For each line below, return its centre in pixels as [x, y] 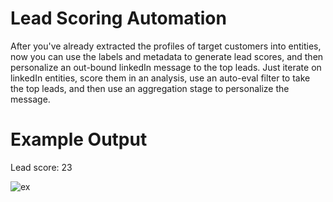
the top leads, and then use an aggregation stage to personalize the [150, 88]
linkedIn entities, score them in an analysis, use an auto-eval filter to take [160, 78]
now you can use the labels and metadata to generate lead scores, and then [167, 56]
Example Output [79, 139]
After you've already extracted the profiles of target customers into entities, [166, 46]
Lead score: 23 [41, 167]
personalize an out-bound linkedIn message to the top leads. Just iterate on [166, 67]
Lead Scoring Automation [118, 18]
